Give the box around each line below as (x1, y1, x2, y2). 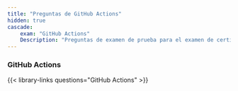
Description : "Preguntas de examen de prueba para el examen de (20, 37, 214, 44)
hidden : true (7, 17, 46, 24)
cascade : (7, 23, 33, 30)
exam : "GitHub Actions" (20, 30, 91, 37)
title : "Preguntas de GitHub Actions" (7, 10, 122, 18)
